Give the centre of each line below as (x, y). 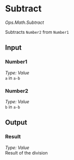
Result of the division (26, 153)
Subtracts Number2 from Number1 (37, 32)
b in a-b (13, 107)
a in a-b (13, 78)
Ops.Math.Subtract (25, 22)
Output (16, 122)
